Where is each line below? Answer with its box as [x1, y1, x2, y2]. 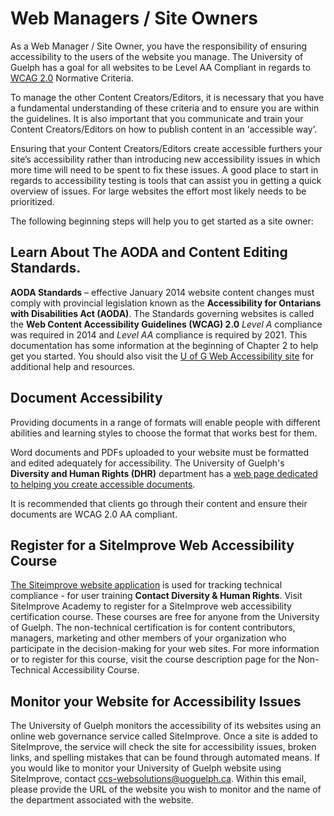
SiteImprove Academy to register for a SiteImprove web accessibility [10, 600, 292, 612]
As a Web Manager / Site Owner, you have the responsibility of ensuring [10, 40, 308, 52]
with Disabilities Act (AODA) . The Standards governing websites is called [10, 307, 315, 319]
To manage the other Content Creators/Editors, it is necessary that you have [10, 91, 325, 103]
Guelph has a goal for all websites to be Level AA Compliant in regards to [10, 61, 311, 73]
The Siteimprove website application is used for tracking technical [10, 579, 283, 591]
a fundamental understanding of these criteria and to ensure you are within [10, 102, 320, 114]
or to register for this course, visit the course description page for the [10, 653, 296, 666]
